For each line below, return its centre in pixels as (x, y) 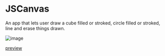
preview (14, 48)
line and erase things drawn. (35, 28)
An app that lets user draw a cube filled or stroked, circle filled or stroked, (83, 23)
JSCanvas (27, 9)
